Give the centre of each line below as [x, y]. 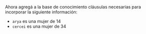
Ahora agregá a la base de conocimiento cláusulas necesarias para [73, 7]
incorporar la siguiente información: [41, 12]
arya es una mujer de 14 [36, 21]
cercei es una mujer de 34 [39, 26]
